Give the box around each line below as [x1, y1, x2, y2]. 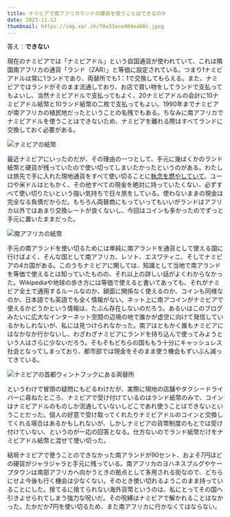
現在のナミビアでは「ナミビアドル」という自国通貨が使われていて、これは [7, 57, 217, 65]
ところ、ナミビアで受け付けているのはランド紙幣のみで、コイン [43, 393, 224, 402]
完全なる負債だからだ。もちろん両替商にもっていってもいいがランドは [7, 198, 205, 206]
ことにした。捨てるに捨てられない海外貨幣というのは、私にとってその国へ [12, 485, 223, 494]
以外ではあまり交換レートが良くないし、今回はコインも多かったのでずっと [12, 207, 224, 215]
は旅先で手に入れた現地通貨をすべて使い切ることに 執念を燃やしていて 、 [7, 172, 211, 181]
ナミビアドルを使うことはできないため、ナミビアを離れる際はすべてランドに [7, 117, 223, 126]
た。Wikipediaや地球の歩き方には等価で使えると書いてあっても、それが [7, 279, 208, 287]
